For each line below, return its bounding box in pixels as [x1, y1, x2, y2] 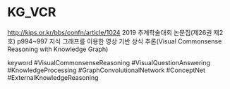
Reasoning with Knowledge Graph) [7, 45, 109, 53]
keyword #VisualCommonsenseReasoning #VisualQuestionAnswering [7, 58, 210, 67]
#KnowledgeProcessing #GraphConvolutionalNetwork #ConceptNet [7, 66, 206, 74]
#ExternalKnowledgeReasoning [7, 73, 99, 81]
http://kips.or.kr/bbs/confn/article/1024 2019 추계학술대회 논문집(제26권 [7, 28, 212, 36]
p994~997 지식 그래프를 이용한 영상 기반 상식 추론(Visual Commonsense [16, 36, 222, 46]
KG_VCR [7, 4, 56, 20]
